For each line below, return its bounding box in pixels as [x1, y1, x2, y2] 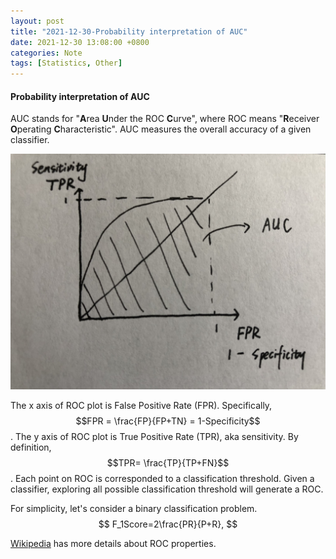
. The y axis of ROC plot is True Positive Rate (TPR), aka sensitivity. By [10, 431, 299, 443]
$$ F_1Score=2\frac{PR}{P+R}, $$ [98, 518, 238, 530]
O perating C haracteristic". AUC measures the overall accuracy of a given [10, 123, 312, 135]
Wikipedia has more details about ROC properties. [10, 538, 217, 550]
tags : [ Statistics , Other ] [10, 58, 123, 69]
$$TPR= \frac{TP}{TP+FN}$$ [106, 457, 230, 469]
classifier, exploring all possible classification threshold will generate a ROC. [10, 483, 324, 495]
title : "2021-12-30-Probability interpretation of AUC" [10, 26, 248, 37]
